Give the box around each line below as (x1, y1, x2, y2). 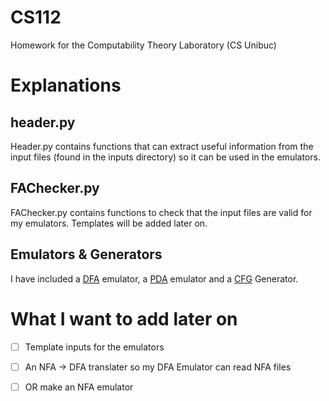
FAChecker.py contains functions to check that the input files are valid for (10, 206, 313, 218)
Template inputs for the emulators (24, 341, 165, 353)
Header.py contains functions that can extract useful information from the (10, 140, 314, 152)
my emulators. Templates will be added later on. (10, 217, 208, 229)
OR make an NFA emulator (24, 381, 134, 393)
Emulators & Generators (10, 246, 163, 263)
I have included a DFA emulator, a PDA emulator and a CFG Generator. (10, 272, 299, 285)
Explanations (10, 74, 122, 97)
